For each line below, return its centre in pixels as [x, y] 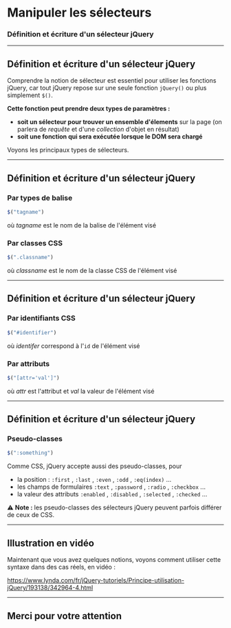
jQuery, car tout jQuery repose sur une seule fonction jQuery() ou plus [107, 88]
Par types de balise [40, 198]
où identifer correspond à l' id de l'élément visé [74, 345]
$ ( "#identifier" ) [32, 332]
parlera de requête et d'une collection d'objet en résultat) [98, 130]
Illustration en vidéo [51, 543]
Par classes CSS [35, 243]
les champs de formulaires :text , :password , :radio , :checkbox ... [111, 487]
